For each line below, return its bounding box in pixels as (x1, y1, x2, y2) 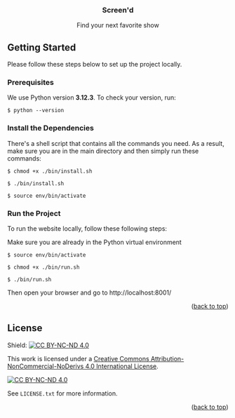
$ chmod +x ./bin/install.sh (7, 168, 93, 175)
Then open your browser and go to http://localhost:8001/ (7, 288, 172, 297)
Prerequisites (7, 78, 54, 88)
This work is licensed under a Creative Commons (7, 354, 149, 363)
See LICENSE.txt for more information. (7, 389, 118, 398)
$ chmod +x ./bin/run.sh (7, 264, 80, 271)
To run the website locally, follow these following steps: (7, 224, 167, 233)
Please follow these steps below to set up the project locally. (7, 60, 182, 69)
